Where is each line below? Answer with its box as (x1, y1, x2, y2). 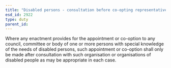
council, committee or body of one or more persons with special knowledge (5, 41, 164, 47)
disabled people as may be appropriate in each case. (5, 57, 117, 63)
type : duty (5, 17, 28, 22)
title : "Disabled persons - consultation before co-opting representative (5, 7, 167, 13)
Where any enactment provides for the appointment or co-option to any (5, 36, 155, 42)
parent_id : (5, 21, 28, 27)
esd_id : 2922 (5, 12, 33, 17)
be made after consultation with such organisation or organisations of (5, 52, 151, 58)
